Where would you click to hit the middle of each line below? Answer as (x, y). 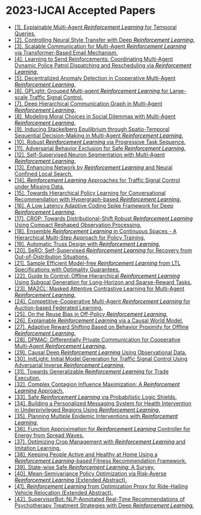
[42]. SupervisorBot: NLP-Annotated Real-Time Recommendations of (100, 499)
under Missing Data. (39, 186)
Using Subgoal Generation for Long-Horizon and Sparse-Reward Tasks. (103, 282)
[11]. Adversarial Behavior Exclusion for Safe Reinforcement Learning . (100, 148)
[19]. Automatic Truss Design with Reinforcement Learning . (87, 244)
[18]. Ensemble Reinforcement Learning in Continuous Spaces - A (95, 231)
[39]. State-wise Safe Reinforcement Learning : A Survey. (85, 467)
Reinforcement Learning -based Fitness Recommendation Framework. (100, 460)
